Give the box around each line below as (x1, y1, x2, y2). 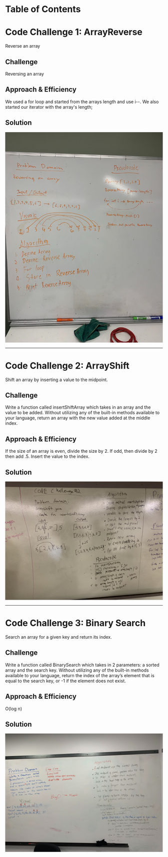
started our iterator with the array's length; (5, 104, 93, 110)
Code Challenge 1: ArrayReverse (5, 27, 142, 38)
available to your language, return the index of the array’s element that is (5, 672, 155, 678)
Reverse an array (5, 43, 40, 49)
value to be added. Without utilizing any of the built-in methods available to (5, 410, 160, 416)
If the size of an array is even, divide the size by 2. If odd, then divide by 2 (5, 448, 157, 454)
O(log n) (5, 705, 22, 712)
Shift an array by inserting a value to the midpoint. (5, 377, 108, 383)
